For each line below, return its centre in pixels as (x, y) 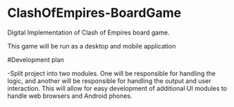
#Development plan (36, 59)
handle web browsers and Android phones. (70, 96)
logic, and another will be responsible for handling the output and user (109, 81)
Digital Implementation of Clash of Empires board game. (88, 32)
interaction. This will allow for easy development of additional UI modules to (117, 88)
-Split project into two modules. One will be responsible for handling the (112, 73)
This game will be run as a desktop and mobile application (92, 46)
